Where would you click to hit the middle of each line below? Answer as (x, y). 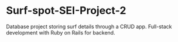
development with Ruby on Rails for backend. (61, 32)
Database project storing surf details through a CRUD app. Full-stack (89, 26)
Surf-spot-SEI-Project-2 (66, 11)
